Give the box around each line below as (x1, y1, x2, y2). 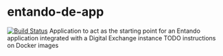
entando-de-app (7, 4, 104, 20)
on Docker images (7, 41, 59, 49)
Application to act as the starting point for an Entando (49, 27, 201, 35)
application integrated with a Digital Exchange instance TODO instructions (7, 33, 216, 42)
